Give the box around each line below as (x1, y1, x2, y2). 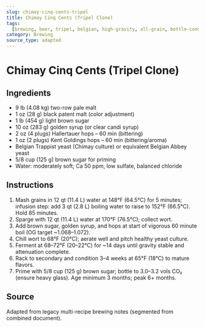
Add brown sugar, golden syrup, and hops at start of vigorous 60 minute (15, 222, 197, 229)
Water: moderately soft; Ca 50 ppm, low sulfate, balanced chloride (15, 162, 182, 170)
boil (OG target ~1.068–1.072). (15, 228, 90, 235)
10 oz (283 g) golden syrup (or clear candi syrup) (15, 123, 139, 131)
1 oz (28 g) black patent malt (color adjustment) (15, 110, 135, 118)
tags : (6, 20, 20, 26)
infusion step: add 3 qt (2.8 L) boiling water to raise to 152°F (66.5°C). (15, 203, 190, 210)
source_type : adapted (6, 37, 62, 43)
